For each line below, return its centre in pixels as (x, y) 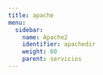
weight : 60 (40, 52)
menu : (17, 23)
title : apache (31, 15)
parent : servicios (52, 59)
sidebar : (29, 30)
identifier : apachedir (59, 45)
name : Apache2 (45, 37)
